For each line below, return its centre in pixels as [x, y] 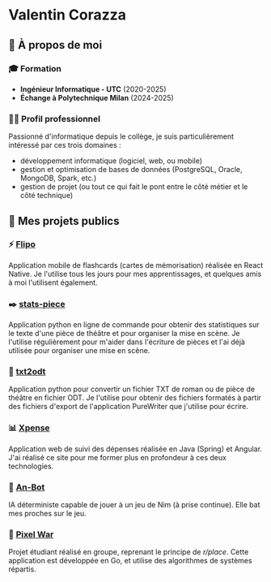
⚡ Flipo [22, 244]
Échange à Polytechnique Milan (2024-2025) [97, 97]
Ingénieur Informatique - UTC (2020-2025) [93, 89]
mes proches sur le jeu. [47, 514]
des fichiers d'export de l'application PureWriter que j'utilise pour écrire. [129, 407]
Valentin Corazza [68, 15]
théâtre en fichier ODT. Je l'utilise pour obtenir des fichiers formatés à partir [135, 398]
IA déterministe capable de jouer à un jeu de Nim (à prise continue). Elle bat [134, 505]
